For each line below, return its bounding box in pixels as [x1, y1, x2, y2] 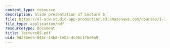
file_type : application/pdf [5, 21, 65, 26]
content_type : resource [5, 7, 56, 12]
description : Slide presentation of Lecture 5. [5, 12, 108, 17]
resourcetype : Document [5, 26, 56, 31]
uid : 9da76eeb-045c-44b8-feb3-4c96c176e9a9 [5, 35, 99, 40]
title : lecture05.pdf [5, 30, 51, 35]
